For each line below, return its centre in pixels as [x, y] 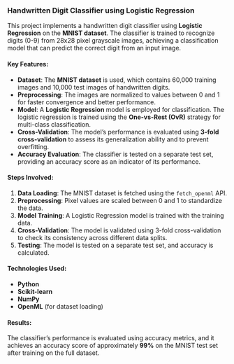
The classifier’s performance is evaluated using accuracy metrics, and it [111, 338]
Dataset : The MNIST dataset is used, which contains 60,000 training [117, 80]
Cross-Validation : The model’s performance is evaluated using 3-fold [118, 132]
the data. [30, 208]
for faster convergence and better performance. [86, 102]
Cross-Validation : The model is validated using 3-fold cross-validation [119, 230]
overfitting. [33, 146]
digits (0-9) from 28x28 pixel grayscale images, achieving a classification [113, 41]
